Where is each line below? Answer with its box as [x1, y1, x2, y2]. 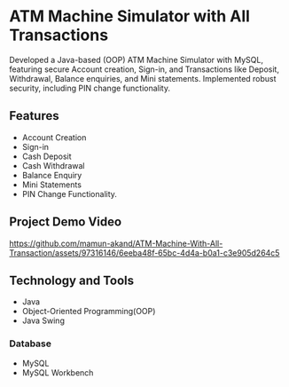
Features [9, 108, 59, 123]
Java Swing [21, 315, 65, 326]
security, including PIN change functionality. [9, 83, 171, 93]
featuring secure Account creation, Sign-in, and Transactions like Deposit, [9, 64, 279, 75]
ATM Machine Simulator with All [9, 6, 251, 27]
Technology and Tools [9, 272, 135, 288]
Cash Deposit [21, 151, 73, 162]
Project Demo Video [9, 215, 122, 230]
